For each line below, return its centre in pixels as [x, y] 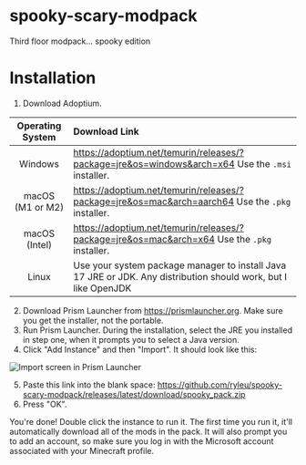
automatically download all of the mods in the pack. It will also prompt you [148, 431]
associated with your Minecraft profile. [82, 450]
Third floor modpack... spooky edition [80, 41]
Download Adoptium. [62, 103]
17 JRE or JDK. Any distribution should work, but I [180, 276]
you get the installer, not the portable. [93, 320]
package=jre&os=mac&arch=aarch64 [153, 201]
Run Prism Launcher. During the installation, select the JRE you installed [158, 330]
